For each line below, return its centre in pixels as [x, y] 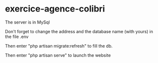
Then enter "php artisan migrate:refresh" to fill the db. [59, 46]
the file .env [17, 37]
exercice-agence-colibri [55, 9]
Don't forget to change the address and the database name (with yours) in [79, 31]
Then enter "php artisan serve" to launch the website [58, 55]
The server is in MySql [27, 22]
